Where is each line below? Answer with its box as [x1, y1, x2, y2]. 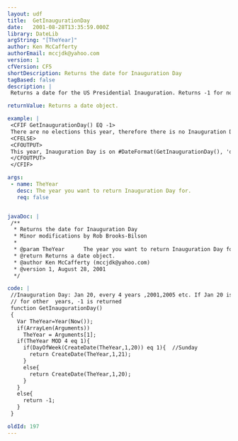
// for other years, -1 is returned [10, 298, 122, 306]
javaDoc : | [7, 213, 40, 220]
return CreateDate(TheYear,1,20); [29, 370, 132, 378]
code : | [7, 285, 30, 292]
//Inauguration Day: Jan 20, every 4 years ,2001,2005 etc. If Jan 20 [10, 291, 223, 298]
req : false [16, 194, 50, 201]
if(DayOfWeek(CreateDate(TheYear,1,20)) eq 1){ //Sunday [23, 345, 198, 352]
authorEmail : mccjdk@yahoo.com [7, 50, 100, 57]
